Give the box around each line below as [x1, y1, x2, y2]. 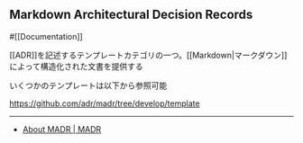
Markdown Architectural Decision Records [9, 7, 253, 22]
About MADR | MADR [22, 123, 102, 134]
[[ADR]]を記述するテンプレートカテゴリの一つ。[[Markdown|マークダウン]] [9, 49, 288, 60]
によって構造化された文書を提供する [9, 60, 143, 71]
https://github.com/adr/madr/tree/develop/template [9, 98, 200, 109]
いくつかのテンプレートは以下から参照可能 [9, 80, 168, 91]
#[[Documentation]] [9, 31, 83, 41]
